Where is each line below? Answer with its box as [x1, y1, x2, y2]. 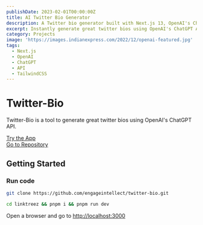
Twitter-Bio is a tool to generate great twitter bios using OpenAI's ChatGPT [6, 116, 192, 124]
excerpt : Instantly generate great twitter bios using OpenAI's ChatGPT [6, 25, 193, 32]
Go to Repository [6, 141, 48, 148]
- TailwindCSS [11, 71, 47, 77]
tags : [6, 43, 20, 49]
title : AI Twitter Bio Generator [6, 14, 91, 21]
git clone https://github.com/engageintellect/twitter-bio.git [6, 190, 169, 196]
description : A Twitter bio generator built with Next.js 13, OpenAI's [6, 20, 190, 26]
